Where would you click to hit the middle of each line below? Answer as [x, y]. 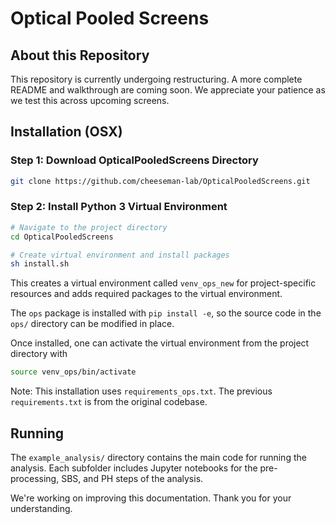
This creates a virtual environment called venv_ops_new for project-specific [163, 283]
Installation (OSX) [66, 132]
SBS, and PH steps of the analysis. [132, 479]
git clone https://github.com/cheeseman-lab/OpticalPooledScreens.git [160, 181]
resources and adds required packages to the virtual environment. [146, 294]
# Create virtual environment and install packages [120, 255]
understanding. [41, 509]
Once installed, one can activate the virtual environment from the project [160, 343]
